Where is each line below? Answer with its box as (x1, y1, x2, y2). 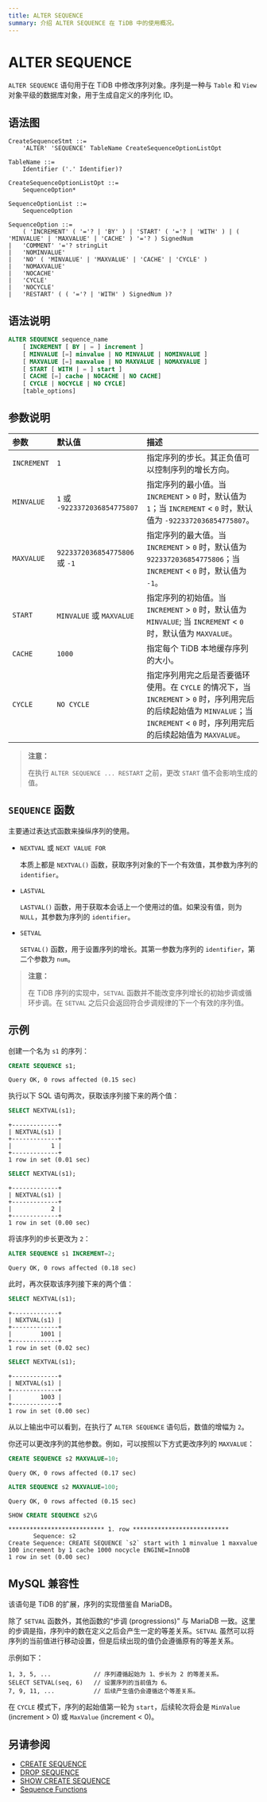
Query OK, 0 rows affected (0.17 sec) (8, 1469, 137, 1477)
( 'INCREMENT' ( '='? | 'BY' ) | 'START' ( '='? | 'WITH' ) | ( (22, 228, 240, 236)
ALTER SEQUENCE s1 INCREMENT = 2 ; (8, 1250, 115, 1258)
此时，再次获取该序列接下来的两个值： (8, 1279, 133, 1288)
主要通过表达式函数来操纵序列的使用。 (8, 826, 133, 835)
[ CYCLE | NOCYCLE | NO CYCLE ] (22, 380, 126, 388)
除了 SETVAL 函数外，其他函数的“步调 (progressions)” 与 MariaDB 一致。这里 (8, 1616, 256, 1626)
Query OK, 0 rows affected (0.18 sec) (8, 1264, 137, 1272)
